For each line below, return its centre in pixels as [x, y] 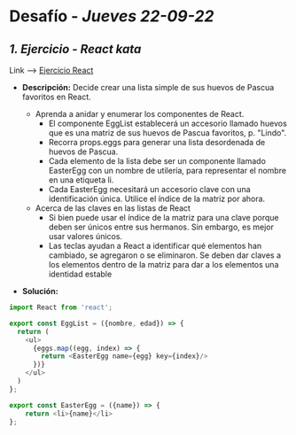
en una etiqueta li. [81, 180]
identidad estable [80, 274]
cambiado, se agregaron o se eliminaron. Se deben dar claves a [165, 255]
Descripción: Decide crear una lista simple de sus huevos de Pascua [148, 87]
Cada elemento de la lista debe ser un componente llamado [157, 161]
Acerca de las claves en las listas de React [113, 208]
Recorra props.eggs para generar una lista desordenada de [157, 142]
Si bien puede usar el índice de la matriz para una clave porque [164, 217]
